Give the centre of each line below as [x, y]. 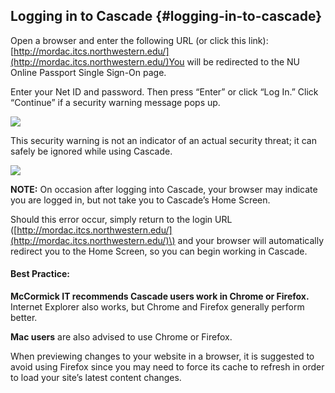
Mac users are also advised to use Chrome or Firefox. [121, 337]
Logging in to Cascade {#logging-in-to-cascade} [166, 16]
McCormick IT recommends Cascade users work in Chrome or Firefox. [160, 296]
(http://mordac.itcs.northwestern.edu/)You [97, 61]
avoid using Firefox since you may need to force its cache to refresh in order [167, 367]
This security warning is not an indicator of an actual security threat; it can [163, 140]
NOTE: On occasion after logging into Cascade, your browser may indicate [164, 189]
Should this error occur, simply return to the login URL [121, 219]
